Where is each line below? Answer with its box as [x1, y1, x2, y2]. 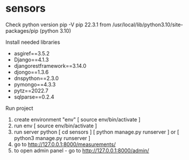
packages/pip [5, 27, 38, 34]
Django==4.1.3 [13, 56, 49, 63]
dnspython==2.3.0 [13, 75, 59, 82]
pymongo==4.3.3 [13, 81, 56, 88]
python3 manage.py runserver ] [13, 134, 91, 141]
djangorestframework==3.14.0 [13, 62, 87, 69]
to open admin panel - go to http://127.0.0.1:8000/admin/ [13, 147, 149, 154]
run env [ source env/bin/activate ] [13, 122, 97, 129]
